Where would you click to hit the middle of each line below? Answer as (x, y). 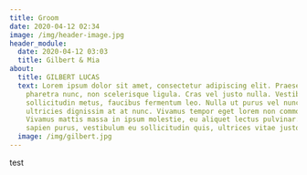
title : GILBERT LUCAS (59, 77)
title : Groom (34, 18)
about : (22, 69)
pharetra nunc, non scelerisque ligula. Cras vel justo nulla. (149, 94)
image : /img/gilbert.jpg (65, 137)
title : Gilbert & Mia (59, 60)
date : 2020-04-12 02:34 (55, 26)
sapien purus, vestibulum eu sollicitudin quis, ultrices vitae (151, 129)
